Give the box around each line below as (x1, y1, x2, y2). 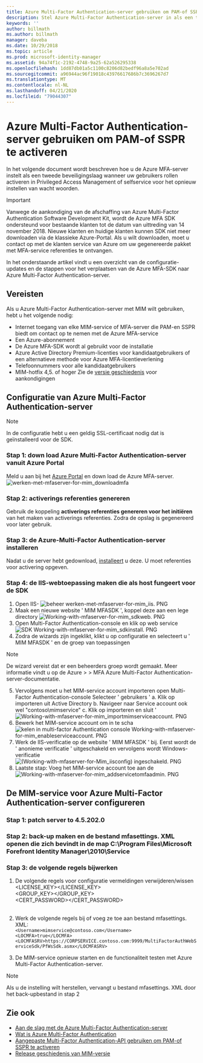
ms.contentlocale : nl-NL (6, 82, 69, 88)
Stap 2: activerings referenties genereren (6, 494, 130, 502)
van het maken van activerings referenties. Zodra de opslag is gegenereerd (6, 514, 194, 521)
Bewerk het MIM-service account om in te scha (14, 719, 134, 726)
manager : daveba (6, 37, 47, 43)
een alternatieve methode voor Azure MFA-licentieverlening (14, 355, 164, 362)
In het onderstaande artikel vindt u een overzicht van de (6, 258, 146, 265)
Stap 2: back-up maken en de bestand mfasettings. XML (6, 831, 175, 840)
